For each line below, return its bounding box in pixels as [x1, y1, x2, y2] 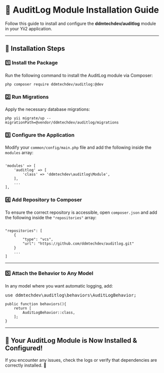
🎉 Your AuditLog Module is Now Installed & [5, 336, 138, 345]
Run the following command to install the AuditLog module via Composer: [5, 72, 153, 78]
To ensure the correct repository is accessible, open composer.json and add [5, 209, 158, 215]
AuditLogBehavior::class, [22, 310, 76, 315]
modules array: [5, 150, 34, 156]
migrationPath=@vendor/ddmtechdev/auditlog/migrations [5, 120, 119, 125]
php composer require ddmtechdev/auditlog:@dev [5, 82, 104, 87]
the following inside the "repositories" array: [5, 214, 97, 220]
